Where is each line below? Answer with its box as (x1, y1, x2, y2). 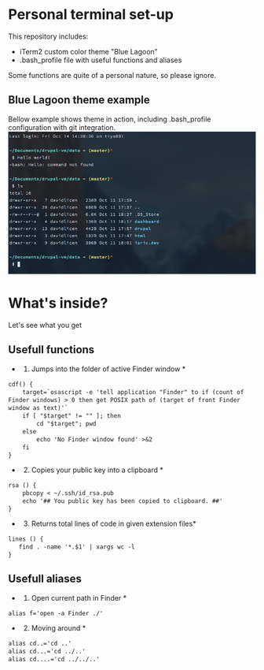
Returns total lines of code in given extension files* (31, 519, 196, 528)
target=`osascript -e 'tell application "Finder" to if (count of (22, 388, 244, 396)
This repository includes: (8, 32, 89, 41)
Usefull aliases (8, 572, 82, 586)
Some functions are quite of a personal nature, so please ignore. (8, 70, 217, 80)
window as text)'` (8, 404, 68, 411)
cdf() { (8, 380, 34, 388)
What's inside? (8, 294, 108, 312)
